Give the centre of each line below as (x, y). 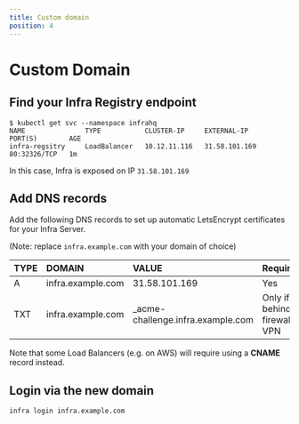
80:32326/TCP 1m (43, 154)
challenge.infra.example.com (193, 320)
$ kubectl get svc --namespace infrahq (83, 123)
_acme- (149, 309)
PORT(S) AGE (45, 139)
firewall (278, 320)
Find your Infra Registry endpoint (103, 103)
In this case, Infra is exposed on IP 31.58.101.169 (99, 171)
